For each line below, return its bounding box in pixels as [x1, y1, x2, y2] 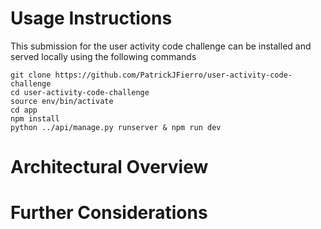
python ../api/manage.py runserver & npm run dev [10, 122, 222, 132]
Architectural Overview [10, 156, 209, 179]
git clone [10, 70, 52, 80]
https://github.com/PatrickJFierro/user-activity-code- [54, 70, 293, 80]
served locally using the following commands [10, 50, 197, 62]
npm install [10, 113, 60, 124]
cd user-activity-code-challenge [10, 87, 150, 97]
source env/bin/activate [10, 96, 114, 106]
